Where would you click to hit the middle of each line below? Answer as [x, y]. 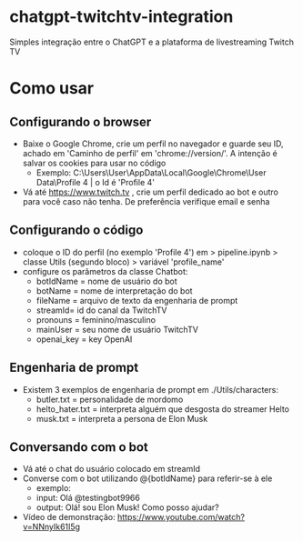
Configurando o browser [81, 121]
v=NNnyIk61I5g [51, 527]
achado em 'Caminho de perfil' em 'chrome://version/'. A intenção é [150, 153]
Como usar [52, 89]
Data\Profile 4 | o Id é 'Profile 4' [95, 182]
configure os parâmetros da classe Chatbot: [105, 271]
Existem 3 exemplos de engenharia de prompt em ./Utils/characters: [151, 389]
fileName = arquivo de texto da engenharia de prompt [137, 300]
